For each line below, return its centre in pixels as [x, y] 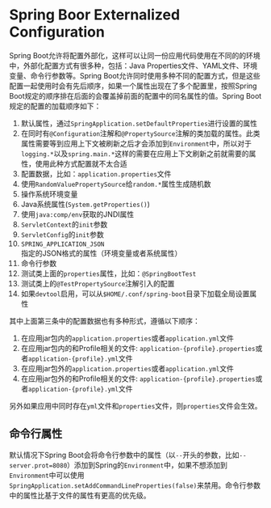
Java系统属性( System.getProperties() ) [85, 204]
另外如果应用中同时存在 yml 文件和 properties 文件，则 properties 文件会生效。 [135, 405]
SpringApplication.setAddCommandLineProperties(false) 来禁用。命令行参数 [135, 485]
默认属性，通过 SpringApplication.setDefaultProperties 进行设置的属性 [139, 123]
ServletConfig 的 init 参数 [62, 234]
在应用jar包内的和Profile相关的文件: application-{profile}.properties [138, 348]
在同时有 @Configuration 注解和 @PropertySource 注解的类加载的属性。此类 [140, 133]
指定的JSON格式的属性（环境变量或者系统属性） [101, 253]
